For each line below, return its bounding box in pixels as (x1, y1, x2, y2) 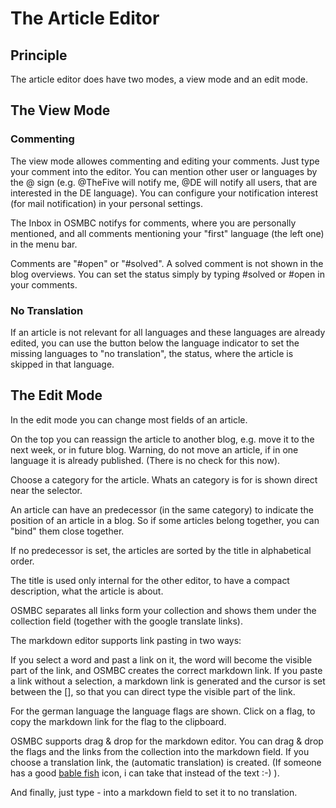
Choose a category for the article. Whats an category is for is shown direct (10, 473, 318, 486)
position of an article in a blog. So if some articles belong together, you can (10, 514, 320, 526)
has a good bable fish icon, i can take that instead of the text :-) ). (10, 767, 280, 779)
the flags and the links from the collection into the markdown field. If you (10, 745, 310, 757)
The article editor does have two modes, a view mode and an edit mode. (10, 73, 309, 85)
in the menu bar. (10, 238, 78, 250)
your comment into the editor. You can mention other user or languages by (10, 165, 318, 177)
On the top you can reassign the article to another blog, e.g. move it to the (10, 433, 315, 445)
